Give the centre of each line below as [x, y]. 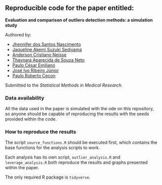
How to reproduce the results [40, 132]
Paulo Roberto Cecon [34, 75]
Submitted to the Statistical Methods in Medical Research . [64, 85]
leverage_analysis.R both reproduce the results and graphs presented [77, 162]
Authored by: [18, 34]
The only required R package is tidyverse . [48, 177]
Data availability [25, 98]
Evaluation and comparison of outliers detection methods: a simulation [79, 20]
